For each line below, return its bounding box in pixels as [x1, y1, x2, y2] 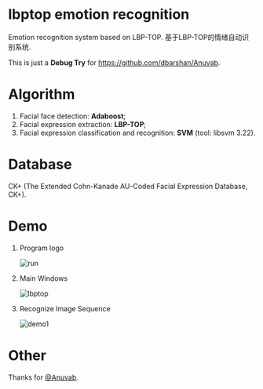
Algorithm [8, 85, 75, 104]
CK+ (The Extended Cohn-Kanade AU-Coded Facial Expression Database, [8, 181, 248, 191]
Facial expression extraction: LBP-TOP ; [19, 119, 147, 129]
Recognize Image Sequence [19, 304, 111, 313]
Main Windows [19, 273, 68, 283]
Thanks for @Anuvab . [8, 373, 79, 382]
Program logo [19, 243, 64, 253]
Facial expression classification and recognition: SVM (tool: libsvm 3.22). [19, 128, 256, 137]
